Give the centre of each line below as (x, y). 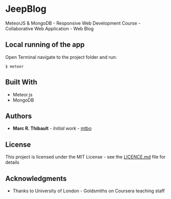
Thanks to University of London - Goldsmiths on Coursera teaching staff (89, 191)
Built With (21, 82)
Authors (19, 116)
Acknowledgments (36, 178)
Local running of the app (45, 45)
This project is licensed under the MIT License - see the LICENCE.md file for (86, 157)
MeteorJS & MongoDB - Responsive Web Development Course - (73, 23)
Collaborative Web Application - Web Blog (50, 28)
